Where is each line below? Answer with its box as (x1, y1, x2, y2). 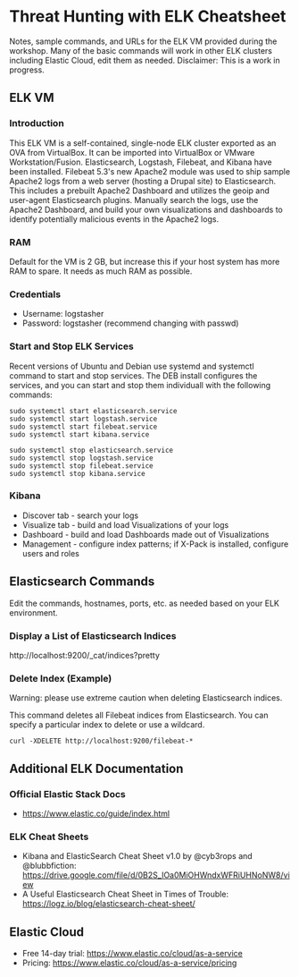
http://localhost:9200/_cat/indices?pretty (9, 650, 161, 660)
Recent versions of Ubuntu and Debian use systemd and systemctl (9, 361, 254, 371)
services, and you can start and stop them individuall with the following (9, 379, 271, 390)
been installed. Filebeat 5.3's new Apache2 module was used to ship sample (9, 166, 291, 176)
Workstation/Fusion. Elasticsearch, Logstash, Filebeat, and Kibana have (9, 157, 272, 167)
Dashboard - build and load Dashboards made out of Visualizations (21, 529, 270, 539)
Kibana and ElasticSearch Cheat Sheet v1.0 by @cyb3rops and (21, 851, 253, 862)
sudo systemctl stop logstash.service (9, 454, 154, 463)
